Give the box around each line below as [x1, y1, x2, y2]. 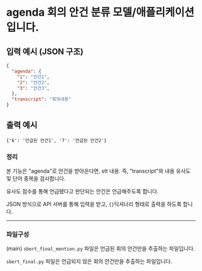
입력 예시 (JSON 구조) [6, 46, 84, 57]
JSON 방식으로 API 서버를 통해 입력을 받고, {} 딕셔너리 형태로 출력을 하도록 [6, 201, 182, 208]
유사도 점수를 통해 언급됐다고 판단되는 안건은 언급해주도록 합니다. [6, 188, 159, 195]
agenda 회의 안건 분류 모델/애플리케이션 [6, 5, 194, 19]
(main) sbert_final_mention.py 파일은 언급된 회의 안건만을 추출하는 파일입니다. [6, 245, 195, 252]
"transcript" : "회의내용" [11, 96, 72, 102]
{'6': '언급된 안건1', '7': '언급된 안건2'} [6, 137, 107, 143]
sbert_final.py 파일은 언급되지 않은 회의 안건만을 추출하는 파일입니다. [6, 258, 173, 265]
